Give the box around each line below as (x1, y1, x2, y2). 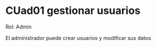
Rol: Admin (5, 23, 32, 30)
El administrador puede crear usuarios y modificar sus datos (5, 34, 152, 41)
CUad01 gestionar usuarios (5, 4, 141, 17)
